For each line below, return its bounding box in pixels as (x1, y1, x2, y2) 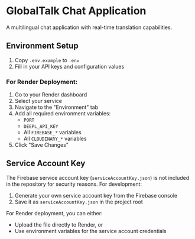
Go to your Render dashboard (14, 91, 87, 98)
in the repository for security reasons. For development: (6, 180, 142, 188)
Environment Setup (6, 41, 79, 51)
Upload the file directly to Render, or (14, 221, 103, 228)
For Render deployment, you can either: (6, 209, 103, 217)
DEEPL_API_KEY (23, 124, 58, 130)
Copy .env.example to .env (14, 56, 80, 63)
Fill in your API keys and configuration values (14, 63, 125, 70)
